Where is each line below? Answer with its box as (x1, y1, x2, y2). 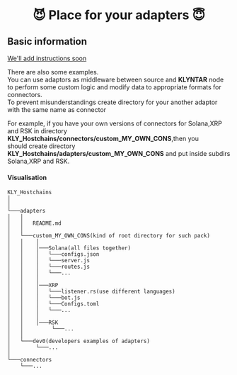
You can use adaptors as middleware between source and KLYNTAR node (7, 75, 224, 84)
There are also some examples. (7, 68, 99, 76)
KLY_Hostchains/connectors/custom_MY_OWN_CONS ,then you (7, 135, 200, 142)
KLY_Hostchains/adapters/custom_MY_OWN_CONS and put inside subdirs (7, 150, 231, 157)
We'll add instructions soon (7, 54, 87, 62)
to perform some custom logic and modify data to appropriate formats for (7, 83, 221, 91)
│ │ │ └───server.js (7, 257, 91, 264)
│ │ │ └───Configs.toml (7, 301, 100, 308)
